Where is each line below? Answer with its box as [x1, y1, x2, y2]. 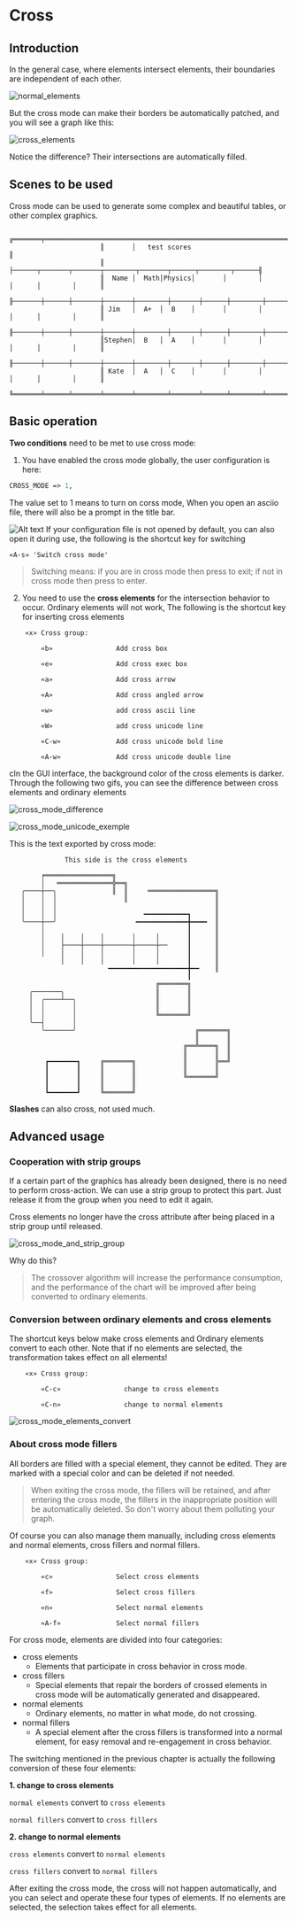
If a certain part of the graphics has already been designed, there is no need [9, 1175, 287, 1187]
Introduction [9, 41, 80, 56]
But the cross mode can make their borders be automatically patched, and [9, 108, 280, 118]
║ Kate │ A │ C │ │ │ [100, 367, 263, 376]
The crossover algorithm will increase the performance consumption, [30, 1273, 283, 1283]
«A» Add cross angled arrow [41, 690, 203, 700]
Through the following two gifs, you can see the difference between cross [9, 777, 278, 788]
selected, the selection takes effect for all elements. [9, 1902, 197, 1912]
